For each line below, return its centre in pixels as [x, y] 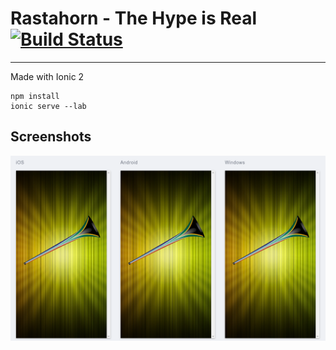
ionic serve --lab [48, 106]
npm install [35, 96]
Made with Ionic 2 [47, 76]
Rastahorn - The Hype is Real [134, 18]
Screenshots [51, 137]
